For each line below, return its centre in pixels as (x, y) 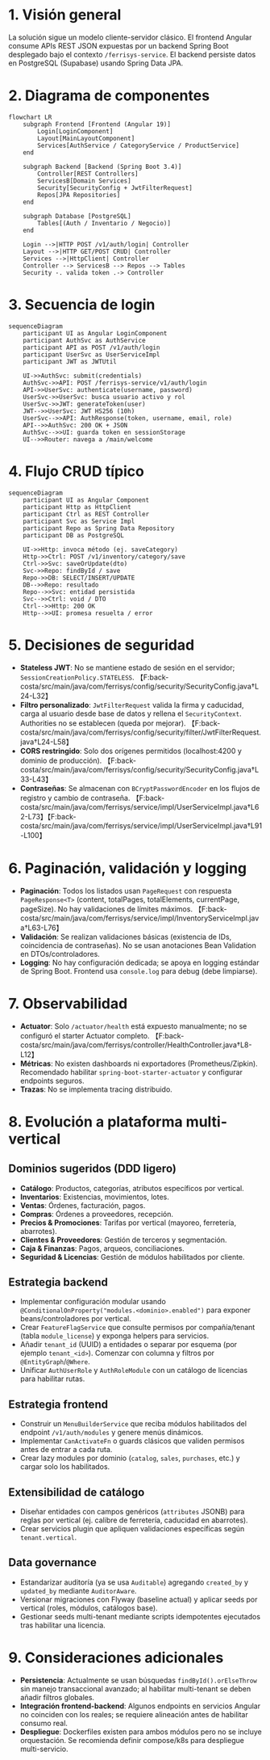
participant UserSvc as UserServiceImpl (91, 354)
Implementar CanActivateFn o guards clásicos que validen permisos (132, 1441)
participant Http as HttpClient (77, 507)
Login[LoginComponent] (75, 131)
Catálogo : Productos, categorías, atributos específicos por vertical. (132, 1188)
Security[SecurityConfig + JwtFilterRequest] (115, 187)
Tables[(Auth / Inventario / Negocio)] (104, 223)
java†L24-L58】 (46, 742)
